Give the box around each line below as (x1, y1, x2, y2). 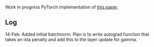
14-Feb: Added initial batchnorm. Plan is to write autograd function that (5, 31, 150, 37)
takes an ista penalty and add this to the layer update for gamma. (5, 36, 137, 42)
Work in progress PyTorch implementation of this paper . (5, 4, 119, 10)
